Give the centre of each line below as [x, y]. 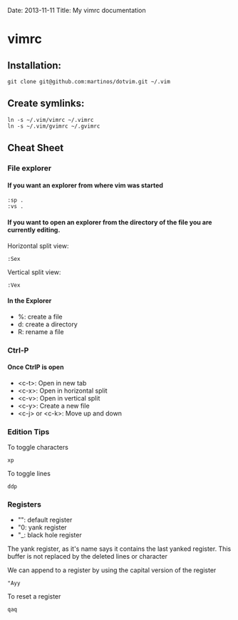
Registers [24, 505]
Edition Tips [29, 432]
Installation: [35, 65]
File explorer [30, 168]
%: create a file [40, 316]
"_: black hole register [50, 535]
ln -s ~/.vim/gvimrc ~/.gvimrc [54, 126]
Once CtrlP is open [36, 367]
